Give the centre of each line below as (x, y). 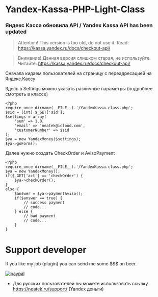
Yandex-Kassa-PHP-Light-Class (75, 9)
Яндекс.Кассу (20, 79)
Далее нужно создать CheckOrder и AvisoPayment (60, 153)
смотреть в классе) (27, 94)
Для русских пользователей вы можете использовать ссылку (80, 284)
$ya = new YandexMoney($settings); (43, 139)
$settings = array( (26, 117)
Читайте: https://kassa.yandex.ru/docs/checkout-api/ (74, 64)
